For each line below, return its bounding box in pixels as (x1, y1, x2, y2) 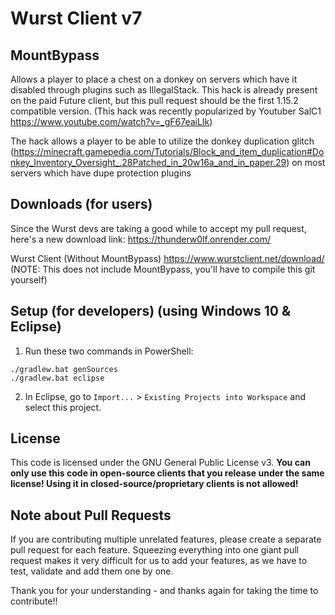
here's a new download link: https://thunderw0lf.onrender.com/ (10, 233, 271, 245)
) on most (286, 157, 326, 168)
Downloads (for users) (10, 196, 153, 213)
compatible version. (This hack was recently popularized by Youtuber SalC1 (10, 105, 322, 117)
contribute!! (10, 595, 58, 607)
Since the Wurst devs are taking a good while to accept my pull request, (10, 222, 307, 234)
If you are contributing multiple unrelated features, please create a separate (10, 533, 322, 546)
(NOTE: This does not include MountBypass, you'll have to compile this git (10, 263, 316, 275)
